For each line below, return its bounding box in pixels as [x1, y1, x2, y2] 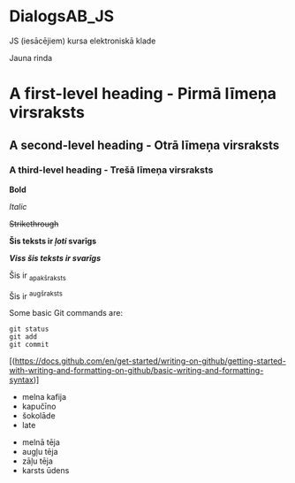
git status [9, 325, 49, 333]
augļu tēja [21, 447, 58, 457]
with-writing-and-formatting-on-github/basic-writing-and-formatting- [9, 365, 264, 376]
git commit [9, 341, 49, 349]
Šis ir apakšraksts [9, 270, 66, 282]
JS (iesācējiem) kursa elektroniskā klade [9, 35, 156, 46]
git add [9, 333, 38, 341]
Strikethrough [9, 218, 59, 229]
